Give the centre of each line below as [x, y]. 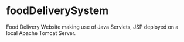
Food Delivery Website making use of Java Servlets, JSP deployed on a [92, 27]
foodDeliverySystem [57, 11]
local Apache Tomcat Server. [41, 33]
